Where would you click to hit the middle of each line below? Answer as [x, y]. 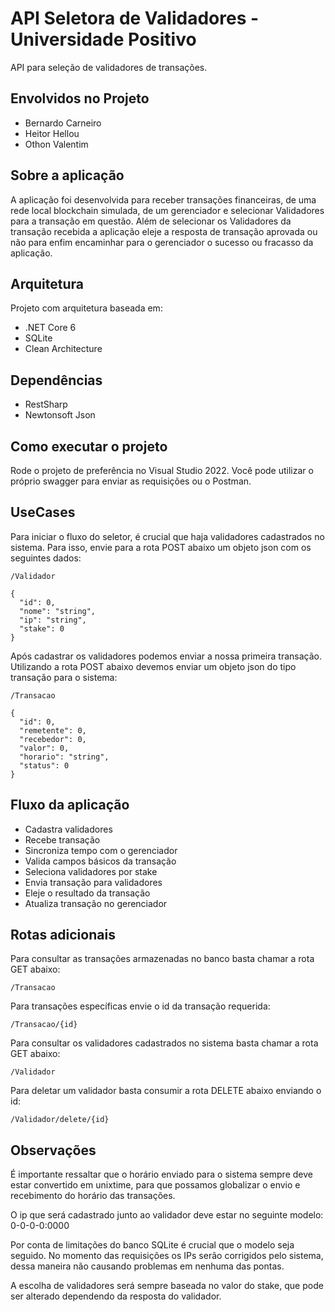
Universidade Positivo [103, 39]
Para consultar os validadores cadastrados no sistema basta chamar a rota [164, 1043]
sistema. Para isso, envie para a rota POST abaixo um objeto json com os [161, 547]
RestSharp [46, 404]
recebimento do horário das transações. [93, 1196]
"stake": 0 [42, 628]
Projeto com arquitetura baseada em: [86, 308]
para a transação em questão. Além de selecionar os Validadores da [151, 221]
